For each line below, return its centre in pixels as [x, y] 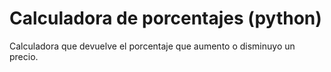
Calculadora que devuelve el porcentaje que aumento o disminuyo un [152, 46]
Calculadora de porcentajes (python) [165, 18]
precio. [24, 56]
